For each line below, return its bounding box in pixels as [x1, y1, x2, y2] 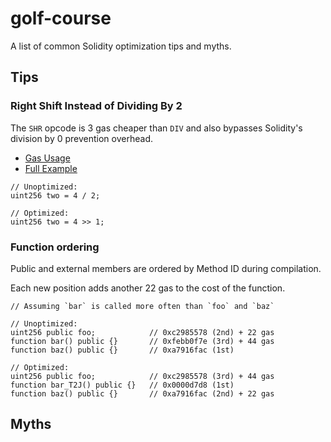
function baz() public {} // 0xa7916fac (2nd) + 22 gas [10, 388, 275, 399]
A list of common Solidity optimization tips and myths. [10, 40, 232, 52]
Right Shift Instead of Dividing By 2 [10, 99, 183, 113]
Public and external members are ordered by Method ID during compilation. [10, 262, 322, 274]
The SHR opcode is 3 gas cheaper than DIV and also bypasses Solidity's [10, 122, 303, 134]
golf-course [10, 7, 112, 30]
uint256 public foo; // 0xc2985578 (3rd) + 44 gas [10, 371, 275, 381]
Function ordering [10, 240, 100, 254]
